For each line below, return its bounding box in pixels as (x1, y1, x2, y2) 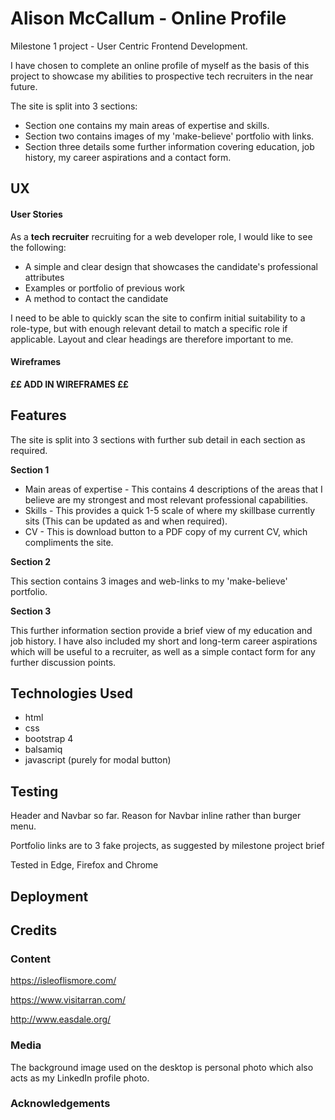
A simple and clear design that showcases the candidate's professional (24, 260, 318, 272)
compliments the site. (24, 536, 114, 548)
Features (10, 407, 67, 424)
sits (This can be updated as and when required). (24, 515, 228, 527)
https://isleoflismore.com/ (10, 975, 117, 987)
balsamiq (24, 743, 63, 756)
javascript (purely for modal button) (24, 754, 172, 766)
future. (10, 80, 38, 92)
